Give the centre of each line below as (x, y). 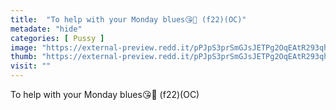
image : (24, 47)
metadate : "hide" (46, 29)
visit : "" (31, 66)
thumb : (24, 57)
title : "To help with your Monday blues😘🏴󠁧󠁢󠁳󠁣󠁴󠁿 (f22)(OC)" (128, 19)
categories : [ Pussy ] (57, 38)
